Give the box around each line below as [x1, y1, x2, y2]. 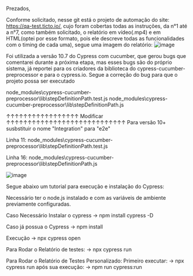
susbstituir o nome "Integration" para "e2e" [6, 125, 111, 132]
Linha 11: [6, 137, 27, 143]
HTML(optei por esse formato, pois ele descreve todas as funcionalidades [6, 35, 185, 42]
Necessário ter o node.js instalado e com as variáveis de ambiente [6, 195, 166, 201]
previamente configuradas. [6, 200, 71, 207]
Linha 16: [6, 154, 28, 161]
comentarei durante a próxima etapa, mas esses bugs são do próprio [6, 59, 173, 66]
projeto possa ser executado [6, 77, 75, 84]
